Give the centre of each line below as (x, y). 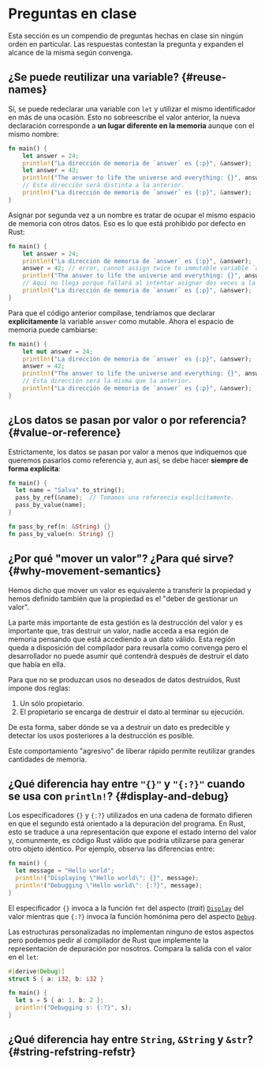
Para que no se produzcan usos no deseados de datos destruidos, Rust (124, 679)
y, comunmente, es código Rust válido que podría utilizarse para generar (126, 841)
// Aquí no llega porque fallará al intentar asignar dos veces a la (139, 283)
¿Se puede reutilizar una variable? (94, 77)
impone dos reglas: (39, 688)
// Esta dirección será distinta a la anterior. (104, 185)
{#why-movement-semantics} (85, 571)
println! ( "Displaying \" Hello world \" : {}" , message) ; (107, 879)
